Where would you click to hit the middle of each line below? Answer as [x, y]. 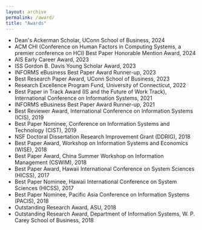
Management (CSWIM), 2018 [50, 163]
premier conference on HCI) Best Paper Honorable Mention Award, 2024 [105, 53]
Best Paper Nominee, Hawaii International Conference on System [96, 182]
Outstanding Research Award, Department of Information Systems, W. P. [104, 214]
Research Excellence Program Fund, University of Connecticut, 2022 [100, 85]
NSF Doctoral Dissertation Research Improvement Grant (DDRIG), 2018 [103, 137]
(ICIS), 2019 [29, 117]
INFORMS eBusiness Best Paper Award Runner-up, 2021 [85, 105]
